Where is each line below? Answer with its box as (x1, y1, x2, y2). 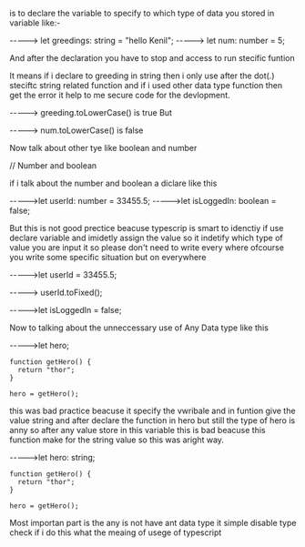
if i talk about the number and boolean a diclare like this (9, 177, 218, 188)
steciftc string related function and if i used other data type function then (9, 80, 283, 90)
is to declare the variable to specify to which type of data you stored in (9, 8, 275, 18)
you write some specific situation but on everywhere (9, 252, 207, 262)
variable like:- (9, 17, 61, 28)
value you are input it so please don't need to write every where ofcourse (9, 242, 285, 253)
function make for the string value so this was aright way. (9, 434, 225, 445)
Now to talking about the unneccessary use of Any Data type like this (9, 322, 269, 333)
